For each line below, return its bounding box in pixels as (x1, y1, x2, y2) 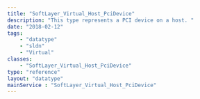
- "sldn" (19, 43, 45, 49)
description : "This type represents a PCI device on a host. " (7, 17, 194, 24)
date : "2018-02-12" (7, 23, 64, 30)
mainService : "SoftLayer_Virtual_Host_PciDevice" (7, 82, 157, 89)
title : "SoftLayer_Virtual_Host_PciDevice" (7, 10, 135, 17)
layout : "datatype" (7, 75, 64, 82)
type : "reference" (7, 68, 60, 75)
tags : (7, 29, 23, 37)
